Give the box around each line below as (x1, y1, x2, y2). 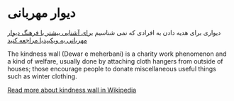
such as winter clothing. (7, 72, 77, 81)
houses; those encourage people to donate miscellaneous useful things (7, 64, 216, 73)
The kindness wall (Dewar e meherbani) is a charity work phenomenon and (7, 49, 227, 58)
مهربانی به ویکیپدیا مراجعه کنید (7, 35, 87, 44)
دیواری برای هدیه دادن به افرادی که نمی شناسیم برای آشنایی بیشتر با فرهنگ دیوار (7, 28, 221, 37)
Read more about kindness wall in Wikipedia (7, 85, 137, 94)
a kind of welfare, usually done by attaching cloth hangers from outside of (7, 57, 223, 65)
